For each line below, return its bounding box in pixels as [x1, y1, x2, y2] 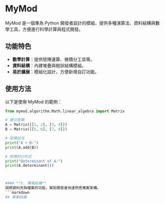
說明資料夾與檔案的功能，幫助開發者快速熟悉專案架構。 [5, 186, 101, 191]
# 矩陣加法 [5, 136, 25, 141]
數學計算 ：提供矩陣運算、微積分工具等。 [12, 56, 95, 62]
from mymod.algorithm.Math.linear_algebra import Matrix [5, 109, 125, 114]
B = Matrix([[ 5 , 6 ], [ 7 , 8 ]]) [5, 127, 68, 132]
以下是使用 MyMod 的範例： [5, 99, 63, 105]
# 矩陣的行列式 [5, 154, 32, 159]
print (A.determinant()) [5, 163, 54, 168]
